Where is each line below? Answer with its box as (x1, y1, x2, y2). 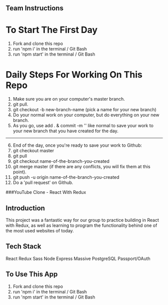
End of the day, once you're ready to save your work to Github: (12, 142, 142, 148)
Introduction (5, 204, 45, 212)
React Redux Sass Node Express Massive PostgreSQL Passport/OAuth (5, 255, 151, 261)
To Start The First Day (5, 24, 98, 36)
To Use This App (5, 270, 58, 278)
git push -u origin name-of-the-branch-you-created (12, 174, 120, 180)
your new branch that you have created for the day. (12, 128, 119, 134)
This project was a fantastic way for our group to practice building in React (5, 217, 159, 223)
